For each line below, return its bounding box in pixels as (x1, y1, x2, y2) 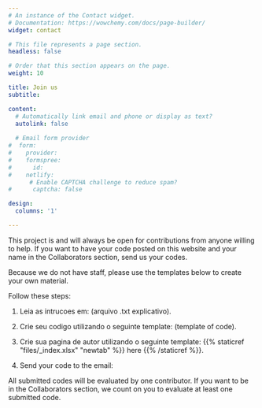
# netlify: (8, 171, 55, 179)
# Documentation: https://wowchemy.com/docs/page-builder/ (8, 19, 206, 27)
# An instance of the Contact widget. (8, 11, 135, 20)
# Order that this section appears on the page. (8, 62, 171, 70)
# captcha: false (8, 186, 83, 194)
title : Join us (8, 83, 58, 91)
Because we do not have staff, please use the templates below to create (8, 267, 242, 276)
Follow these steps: (8, 291, 71, 300)
